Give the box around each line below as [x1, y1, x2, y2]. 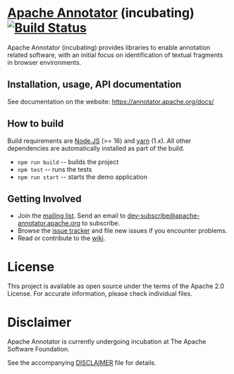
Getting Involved [7, 192, 82, 205]
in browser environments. [7, 58, 82, 66]
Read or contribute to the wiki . [17, 234, 106, 242]
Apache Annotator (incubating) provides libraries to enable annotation [7, 43, 211, 51]
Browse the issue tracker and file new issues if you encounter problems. [17, 227, 228, 235]
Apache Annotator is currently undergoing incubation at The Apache [7, 337, 207, 346]
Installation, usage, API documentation [7, 79, 182, 91]
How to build [7, 118, 64, 130]
